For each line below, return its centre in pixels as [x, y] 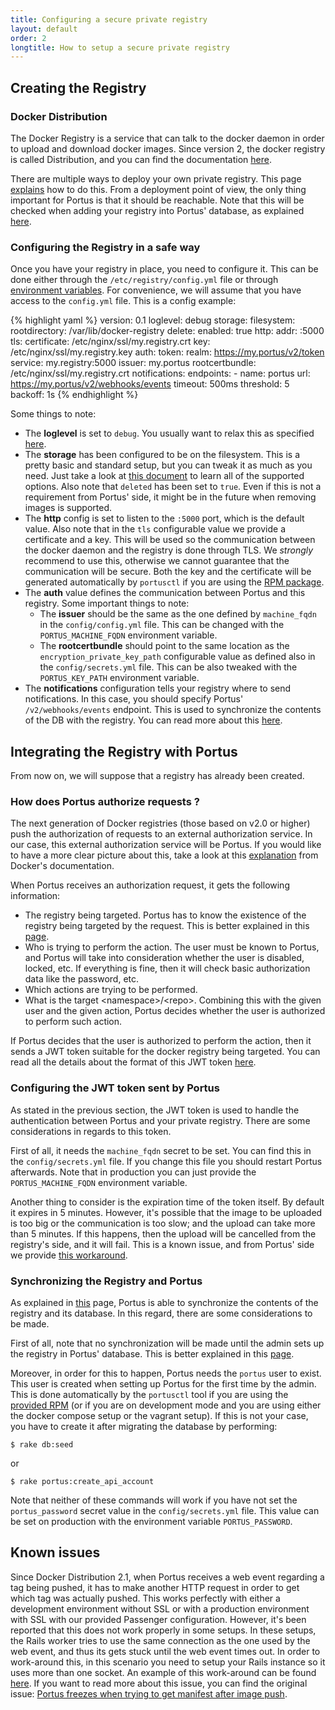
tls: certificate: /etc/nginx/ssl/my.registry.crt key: [110, 342]
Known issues [55, 1552]
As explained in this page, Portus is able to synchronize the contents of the [164, 1302]
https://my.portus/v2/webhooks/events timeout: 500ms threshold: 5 [150, 384]
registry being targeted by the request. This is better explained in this [167, 926]
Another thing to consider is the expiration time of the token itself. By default [167, 1202]
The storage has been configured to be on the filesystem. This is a [162, 455]
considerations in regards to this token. [91, 1131]
